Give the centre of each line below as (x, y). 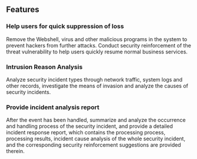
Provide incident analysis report (53, 107)
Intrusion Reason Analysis (44, 67)
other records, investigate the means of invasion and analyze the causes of (97, 86)
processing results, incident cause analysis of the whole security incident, (96, 139)
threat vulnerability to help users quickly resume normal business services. (97, 52)
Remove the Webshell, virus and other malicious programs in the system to (97, 39)
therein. (15, 151)
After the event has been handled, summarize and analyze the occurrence (96, 120)
